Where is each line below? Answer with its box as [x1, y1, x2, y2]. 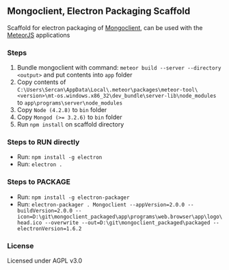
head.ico [16, 219, 42, 226]
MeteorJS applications [7, 31, 70, 39]
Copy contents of [16, 78, 66, 86]
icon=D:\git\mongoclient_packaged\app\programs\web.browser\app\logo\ [16, 213, 223, 220]
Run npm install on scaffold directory [16, 120, 124, 129]
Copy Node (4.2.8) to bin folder [16, 106, 107, 114]
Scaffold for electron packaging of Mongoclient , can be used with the [7, 23, 203, 31]
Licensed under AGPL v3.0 [7, 256, 83, 265]
